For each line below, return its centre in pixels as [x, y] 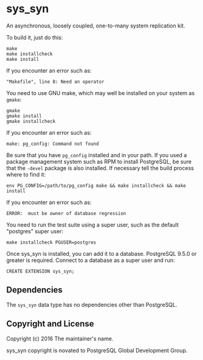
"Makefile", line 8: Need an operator [55, 82]
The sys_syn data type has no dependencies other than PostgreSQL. [92, 305]
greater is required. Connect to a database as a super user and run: [91, 260]
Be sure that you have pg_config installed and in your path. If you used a [97, 155]
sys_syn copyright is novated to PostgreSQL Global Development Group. [97, 350]
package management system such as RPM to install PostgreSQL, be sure [99, 161]
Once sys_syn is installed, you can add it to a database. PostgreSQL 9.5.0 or [101, 253]
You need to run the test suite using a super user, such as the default [93, 225]
